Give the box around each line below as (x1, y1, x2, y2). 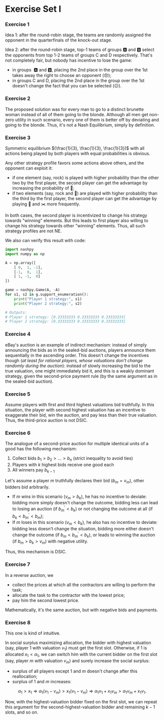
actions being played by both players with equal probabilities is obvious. (5, 150, 150, 156)
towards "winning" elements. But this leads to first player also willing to (5, 218, 148, 223)
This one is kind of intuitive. (5, 630, 61, 636)
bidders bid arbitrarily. (5, 484, 50, 490)
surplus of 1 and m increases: (12, 679, 72, 685)
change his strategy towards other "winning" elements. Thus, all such (5, 223, 145, 229)
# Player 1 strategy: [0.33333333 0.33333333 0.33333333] (5, 315, 126, 320)
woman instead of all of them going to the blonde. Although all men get (5, 111, 148, 117)
